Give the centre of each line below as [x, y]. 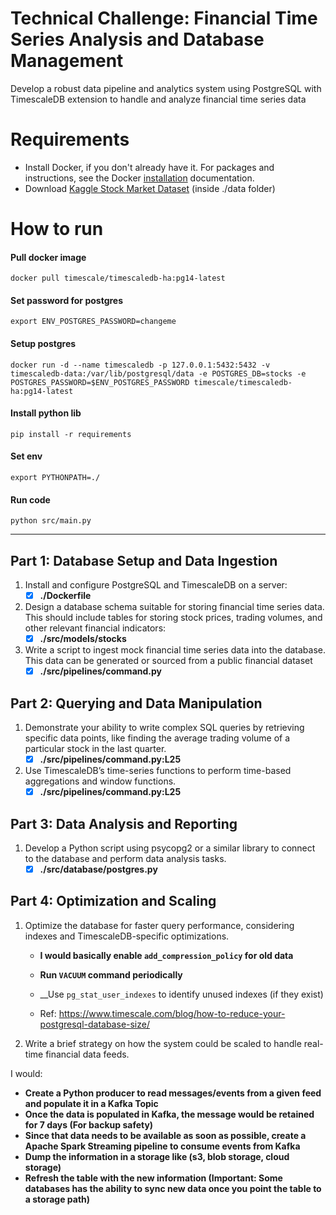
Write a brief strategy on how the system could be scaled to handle [163, 1043]
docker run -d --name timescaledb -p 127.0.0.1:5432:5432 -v [140, 365]
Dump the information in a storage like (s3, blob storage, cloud [157, 1156]
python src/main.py [51, 521]
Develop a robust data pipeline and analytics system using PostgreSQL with [166, 88]
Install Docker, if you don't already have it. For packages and [149, 167]
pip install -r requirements [71, 434]
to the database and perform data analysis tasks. [125, 859]
